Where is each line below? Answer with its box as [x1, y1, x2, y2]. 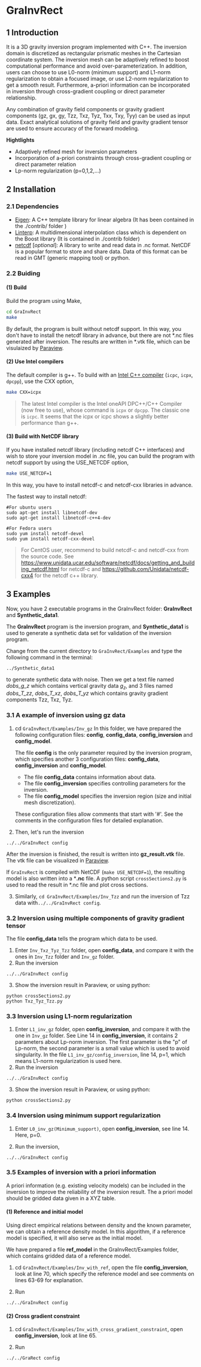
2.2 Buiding [6, 269, 41, 277]
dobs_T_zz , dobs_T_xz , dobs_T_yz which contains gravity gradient [6, 689, 169, 697]
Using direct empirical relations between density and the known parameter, [6, 1222, 191, 1229]
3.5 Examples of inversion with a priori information [6, 1168, 157, 1177]
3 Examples [6, 589, 51, 599]
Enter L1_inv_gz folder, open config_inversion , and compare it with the [14, 1026, 190, 1033]
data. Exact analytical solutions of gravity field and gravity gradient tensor [6, 119, 188, 126]
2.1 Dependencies [6, 202, 59, 211]
